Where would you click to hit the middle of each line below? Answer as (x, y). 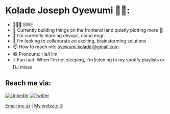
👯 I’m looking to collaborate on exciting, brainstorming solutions (79, 41)
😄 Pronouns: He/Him (35, 54)
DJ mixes (22, 67)
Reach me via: (28, 83)
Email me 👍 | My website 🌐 (34, 106)
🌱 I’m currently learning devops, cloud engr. (59, 35)
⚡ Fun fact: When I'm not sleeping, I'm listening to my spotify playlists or (89, 60)
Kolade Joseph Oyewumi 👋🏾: (68, 10)
